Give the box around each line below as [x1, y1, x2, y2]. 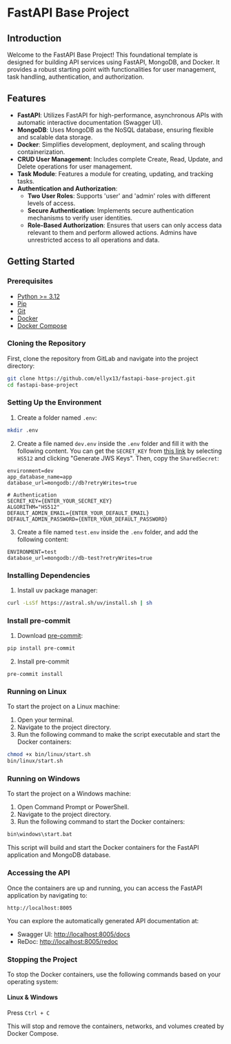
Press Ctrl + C [7, 1009, 50, 1017]
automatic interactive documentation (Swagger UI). [17, 118, 163, 126]
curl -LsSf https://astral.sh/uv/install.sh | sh [7, 599, 153, 607]
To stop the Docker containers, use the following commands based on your [7, 970, 221, 978]
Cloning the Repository [7, 338, 86, 348]
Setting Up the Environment [7, 398, 102, 407]
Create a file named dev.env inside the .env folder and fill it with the [17, 439, 209, 447]
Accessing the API [7, 868, 70, 878]
